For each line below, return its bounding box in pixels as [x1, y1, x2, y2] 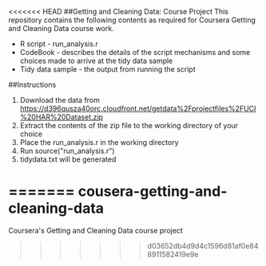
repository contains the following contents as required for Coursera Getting [8, 15, 256, 25]
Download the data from [19, 96, 100, 104]
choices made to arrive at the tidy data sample [19, 56, 173, 65]
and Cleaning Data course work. [8, 24, 114, 33]
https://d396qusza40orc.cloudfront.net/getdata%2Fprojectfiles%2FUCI [19, 104, 256, 113]
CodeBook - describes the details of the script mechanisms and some [19, 48, 251, 57]
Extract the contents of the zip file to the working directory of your [19, 121, 238, 130]
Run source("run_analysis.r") [19, 147, 115, 155]
